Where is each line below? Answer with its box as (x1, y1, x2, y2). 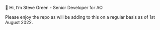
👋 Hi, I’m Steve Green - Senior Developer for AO (5, 5, 103, 10)
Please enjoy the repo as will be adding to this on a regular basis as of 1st (5, 14, 155, 20)
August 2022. (5, 20, 33, 25)
